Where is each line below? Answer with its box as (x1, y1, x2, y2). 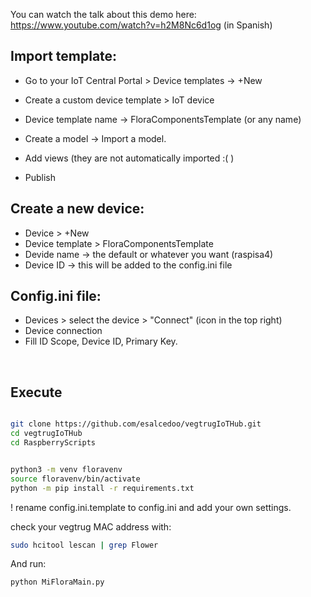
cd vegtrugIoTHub (10, 429, 83, 439)
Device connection (24, 325, 103, 337)
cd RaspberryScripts (10, 438, 97, 448)
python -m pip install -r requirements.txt (10, 483, 195, 493)
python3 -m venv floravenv (10, 464, 123, 474)
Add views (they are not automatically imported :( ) (24, 152, 235, 164)
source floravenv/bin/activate (10, 474, 141, 484)
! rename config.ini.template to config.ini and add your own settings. (10, 501, 292, 513)
